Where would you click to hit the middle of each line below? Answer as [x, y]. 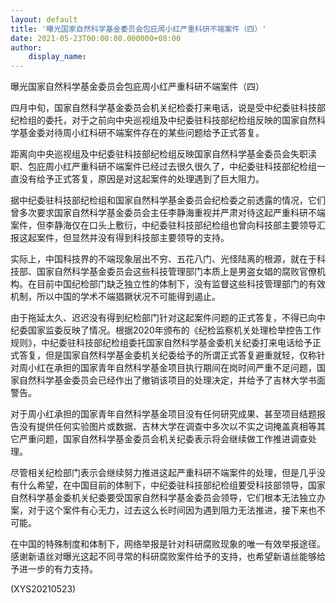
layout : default [44, 19]
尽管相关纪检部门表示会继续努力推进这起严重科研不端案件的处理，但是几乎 [163, 473]
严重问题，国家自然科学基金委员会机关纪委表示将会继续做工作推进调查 [163, 439]
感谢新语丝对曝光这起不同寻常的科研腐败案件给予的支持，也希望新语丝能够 [163, 557]
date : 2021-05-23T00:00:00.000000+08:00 [96, 38]
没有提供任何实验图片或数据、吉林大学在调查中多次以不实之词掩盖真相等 [167, 427]
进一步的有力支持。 [58, 569]
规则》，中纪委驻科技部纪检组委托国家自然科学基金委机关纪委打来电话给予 [161, 343]
